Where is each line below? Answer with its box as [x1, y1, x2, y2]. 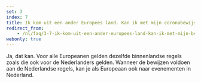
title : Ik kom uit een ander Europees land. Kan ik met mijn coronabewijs [6, 20, 197, 25]
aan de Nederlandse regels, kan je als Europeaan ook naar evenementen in [6, 65, 191, 72]
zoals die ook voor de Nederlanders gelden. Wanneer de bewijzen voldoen [6, 59, 190, 66]
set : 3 [6, 8, 23, 15]
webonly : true [6, 36, 42, 42]
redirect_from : [6, 25, 44, 31]
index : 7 [6, 14, 28, 20]
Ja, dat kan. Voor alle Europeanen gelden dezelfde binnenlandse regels [6, 53, 182, 59]
